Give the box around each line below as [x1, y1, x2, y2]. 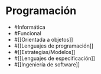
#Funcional [14, 29, 42, 36]
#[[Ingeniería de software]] [14, 60, 80, 68]
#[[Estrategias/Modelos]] [14, 48, 76, 55]
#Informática [14, 23, 45, 31]
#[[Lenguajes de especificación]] [14, 55, 96, 62]
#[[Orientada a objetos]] [14, 36, 73, 43]
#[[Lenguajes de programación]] [14, 42, 94, 49]
